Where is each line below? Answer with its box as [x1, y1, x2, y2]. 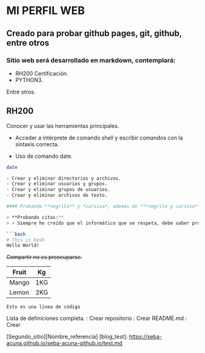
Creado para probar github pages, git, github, [6, 28, 182, 39]
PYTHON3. [15, 76, 43, 83]
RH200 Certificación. [15, 70, 68, 77]
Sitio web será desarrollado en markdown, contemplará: [6, 56, 176, 64]
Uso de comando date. [15, 152, 73, 160]
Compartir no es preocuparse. [6, 253, 82, 261]
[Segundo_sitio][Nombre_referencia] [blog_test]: [6, 333, 128, 340]
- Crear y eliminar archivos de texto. [6, 192, 108, 199]
